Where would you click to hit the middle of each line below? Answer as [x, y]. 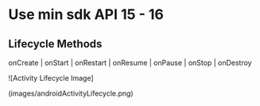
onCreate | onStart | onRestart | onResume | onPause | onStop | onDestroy [130, 62]
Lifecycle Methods [55, 44]
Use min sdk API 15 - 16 [86, 15]
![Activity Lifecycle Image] [51, 78]
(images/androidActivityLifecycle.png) [71, 93]
